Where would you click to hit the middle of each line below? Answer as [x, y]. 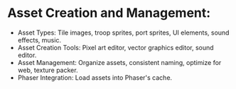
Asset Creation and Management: [109, 13]
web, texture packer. [48, 70]
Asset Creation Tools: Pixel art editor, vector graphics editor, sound [116, 47]
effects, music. [39, 40]
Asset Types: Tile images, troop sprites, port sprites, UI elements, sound [123, 32]
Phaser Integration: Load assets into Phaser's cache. [95, 77]
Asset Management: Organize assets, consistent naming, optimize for [119, 62]
